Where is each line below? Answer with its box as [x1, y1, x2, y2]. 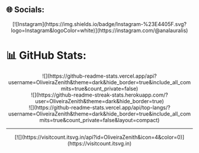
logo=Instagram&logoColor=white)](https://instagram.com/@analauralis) [11, 27, 188, 34]
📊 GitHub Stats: [6, 49, 87, 62]
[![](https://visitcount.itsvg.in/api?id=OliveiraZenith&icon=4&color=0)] [14, 133, 185, 141]
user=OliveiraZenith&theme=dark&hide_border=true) [35, 97, 164, 104]
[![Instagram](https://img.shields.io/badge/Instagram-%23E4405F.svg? [12, 20, 187, 27]
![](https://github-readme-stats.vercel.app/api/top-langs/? [28, 104, 171, 111]
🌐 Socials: [6, 5, 45, 15]
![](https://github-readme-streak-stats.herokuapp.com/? [31, 91, 168, 98]
